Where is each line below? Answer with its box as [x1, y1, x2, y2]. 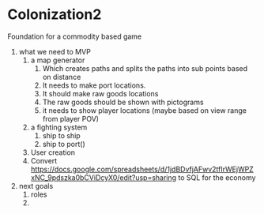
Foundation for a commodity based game [7, 32, 142, 41]
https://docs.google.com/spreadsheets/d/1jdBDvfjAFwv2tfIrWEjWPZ [30, 164, 254, 174]
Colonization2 [7, 6, 102, 24]
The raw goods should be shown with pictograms [42, 97, 204, 107]
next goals [18, 181, 54, 190]
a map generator [30, 55, 85, 65]
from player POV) [42, 114, 100, 123]
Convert [30, 156, 58, 165]
